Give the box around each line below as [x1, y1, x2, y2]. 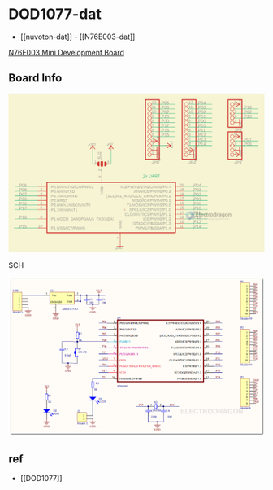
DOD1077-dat [8, 5, 102, 24]
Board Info [8, 71, 63, 85]
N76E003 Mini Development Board [8, 47, 124, 57]
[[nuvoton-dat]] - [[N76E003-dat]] [19, 32, 136, 42]
